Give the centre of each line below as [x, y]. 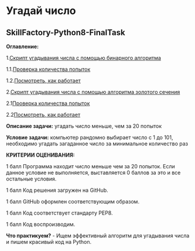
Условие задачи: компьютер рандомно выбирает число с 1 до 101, [90, 137]
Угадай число [41, 11]
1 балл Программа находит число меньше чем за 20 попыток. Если [91, 166]
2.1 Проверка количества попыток [48, 103]
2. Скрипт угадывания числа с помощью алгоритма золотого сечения [93, 92]
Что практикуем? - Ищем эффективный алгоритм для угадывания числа [98, 235]
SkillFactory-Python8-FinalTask [66, 33]
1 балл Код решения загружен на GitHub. [57, 190]
